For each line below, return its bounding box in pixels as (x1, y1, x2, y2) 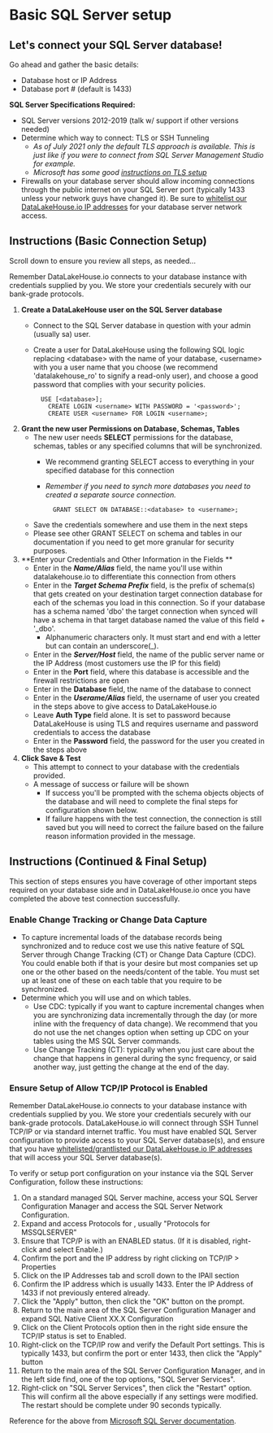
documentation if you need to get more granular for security (32, 537, 235, 547)
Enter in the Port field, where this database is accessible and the (32, 666, 250, 676)
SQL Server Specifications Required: (9, 100, 136, 109)
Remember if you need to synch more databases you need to (45, 481, 251, 491)
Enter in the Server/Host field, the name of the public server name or (32, 649, 265, 659)
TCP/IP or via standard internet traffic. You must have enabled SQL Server (9, 1127, 258, 1137)
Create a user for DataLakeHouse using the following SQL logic (32, 344, 245, 355)
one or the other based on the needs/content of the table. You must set (20, 967, 260, 976)
